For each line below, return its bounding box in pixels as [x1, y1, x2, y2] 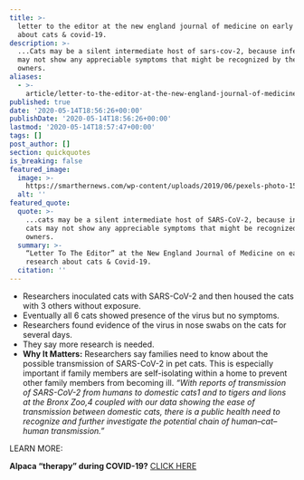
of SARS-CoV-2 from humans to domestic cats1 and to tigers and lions [22, 387, 287, 398]
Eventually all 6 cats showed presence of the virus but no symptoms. [22, 310, 280, 321]
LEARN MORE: [9, 443, 63, 454]
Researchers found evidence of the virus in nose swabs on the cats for [22, 319, 287, 331]
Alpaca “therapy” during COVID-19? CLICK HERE [9, 460, 197, 471]
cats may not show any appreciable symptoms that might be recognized [25, 224, 298, 233]
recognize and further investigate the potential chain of [22, 416, 230, 427]
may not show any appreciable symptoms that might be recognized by [17, 55, 281, 64]
